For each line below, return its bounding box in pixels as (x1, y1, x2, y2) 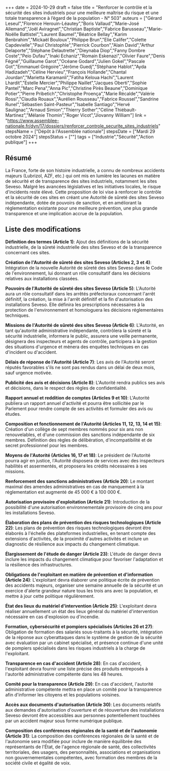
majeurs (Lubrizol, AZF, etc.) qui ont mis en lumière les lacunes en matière (5, 173, 160, 179)
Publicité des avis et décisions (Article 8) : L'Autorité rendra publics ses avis (5, 379, 165, 385)
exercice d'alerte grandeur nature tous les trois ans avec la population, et (5, 587, 158, 593)
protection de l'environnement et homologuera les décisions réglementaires (5, 307, 164, 313)
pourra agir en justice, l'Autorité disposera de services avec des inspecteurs (5, 457, 165, 463)
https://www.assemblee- (7, 118, 59, 123)
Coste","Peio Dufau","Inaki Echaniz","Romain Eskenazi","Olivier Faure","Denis (5, 53, 165, 59)
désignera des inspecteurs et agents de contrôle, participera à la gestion (5, 338, 157, 344)
